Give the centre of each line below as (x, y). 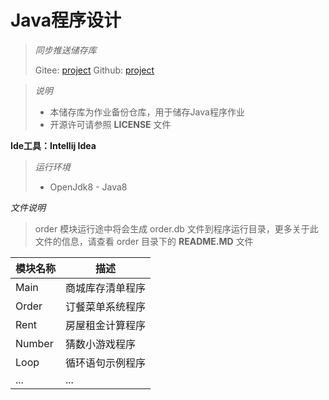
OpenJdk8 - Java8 (88, 187)
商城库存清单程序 (106, 288)
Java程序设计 (66, 20)
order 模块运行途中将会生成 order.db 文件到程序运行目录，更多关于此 (176, 228)
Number (34, 343)
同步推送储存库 (65, 50)
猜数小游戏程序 (101, 344)
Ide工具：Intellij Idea (53, 145)
